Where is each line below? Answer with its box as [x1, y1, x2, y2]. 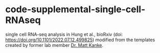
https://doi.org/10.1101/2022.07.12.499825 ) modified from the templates [5, 37, 155, 43]
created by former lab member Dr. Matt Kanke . [5, 42, 104, 48]
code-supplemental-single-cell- [5, 4, 146, 15]
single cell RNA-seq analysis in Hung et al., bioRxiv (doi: [5, 31, 123, 37]
